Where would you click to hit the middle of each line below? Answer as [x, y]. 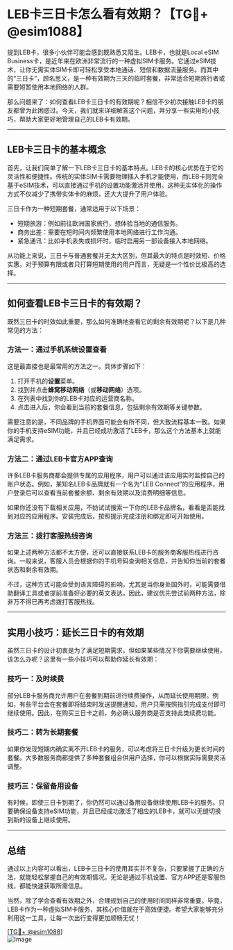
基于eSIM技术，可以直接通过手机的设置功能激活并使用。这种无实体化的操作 [115, 185]
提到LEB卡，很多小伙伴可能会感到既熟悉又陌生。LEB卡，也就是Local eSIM [113, 52]
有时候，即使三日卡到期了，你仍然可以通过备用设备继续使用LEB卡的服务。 [113, 803]
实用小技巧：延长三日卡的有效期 [76, 632]
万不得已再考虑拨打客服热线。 [55, 602]
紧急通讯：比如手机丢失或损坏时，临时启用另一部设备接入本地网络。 [114, 240]
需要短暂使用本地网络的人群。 [50, 87]
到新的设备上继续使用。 [41, 820]
